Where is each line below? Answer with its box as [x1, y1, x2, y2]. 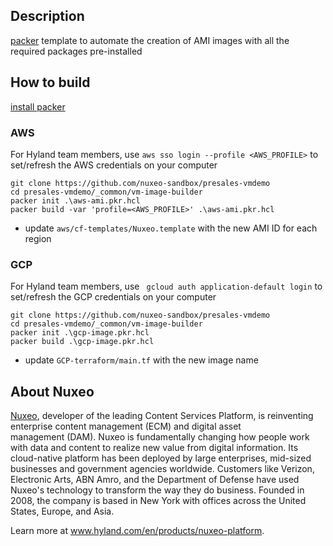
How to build [10, 74, 91, 91]
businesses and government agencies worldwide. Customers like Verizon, [10, 463, 315, 475]
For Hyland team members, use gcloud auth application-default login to [10, 280, 323, 293]
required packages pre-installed [10, 45, 143, 57]
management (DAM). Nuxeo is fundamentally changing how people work [10, 431, 310, 443]
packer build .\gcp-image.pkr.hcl [10, 337, 155, 347]
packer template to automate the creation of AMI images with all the [10, 34, 290, 46]
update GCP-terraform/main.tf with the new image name [24, 354, 259, 366]
